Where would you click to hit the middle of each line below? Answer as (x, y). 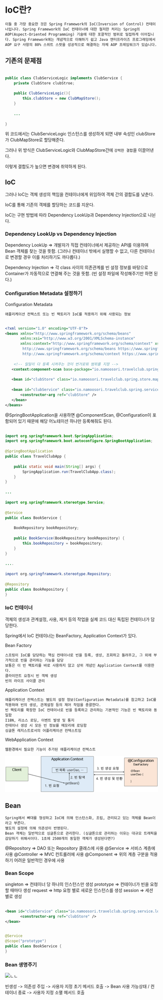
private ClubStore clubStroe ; (44, 83)
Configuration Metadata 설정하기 (44, 293)
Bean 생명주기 (21, 965)
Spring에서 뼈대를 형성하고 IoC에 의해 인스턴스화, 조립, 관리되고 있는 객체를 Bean (79, 818)
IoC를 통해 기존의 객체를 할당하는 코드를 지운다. (50, 205)
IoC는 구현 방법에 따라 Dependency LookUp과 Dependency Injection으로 (76, 215)
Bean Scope (19, 873)
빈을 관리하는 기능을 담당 (42, 660)
